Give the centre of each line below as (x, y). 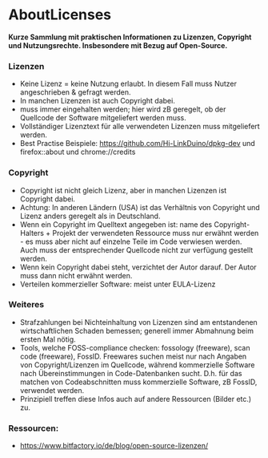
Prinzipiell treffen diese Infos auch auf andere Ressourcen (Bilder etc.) (136, 399)
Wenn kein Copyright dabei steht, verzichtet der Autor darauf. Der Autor (138, 267)
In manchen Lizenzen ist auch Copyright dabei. (98, 101)
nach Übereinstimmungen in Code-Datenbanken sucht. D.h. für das (131, 373)
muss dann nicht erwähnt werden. (76, 275)
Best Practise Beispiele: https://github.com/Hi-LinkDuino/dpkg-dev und (138, 144)
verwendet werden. (52, 390)
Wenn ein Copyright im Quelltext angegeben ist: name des (116, 224)
